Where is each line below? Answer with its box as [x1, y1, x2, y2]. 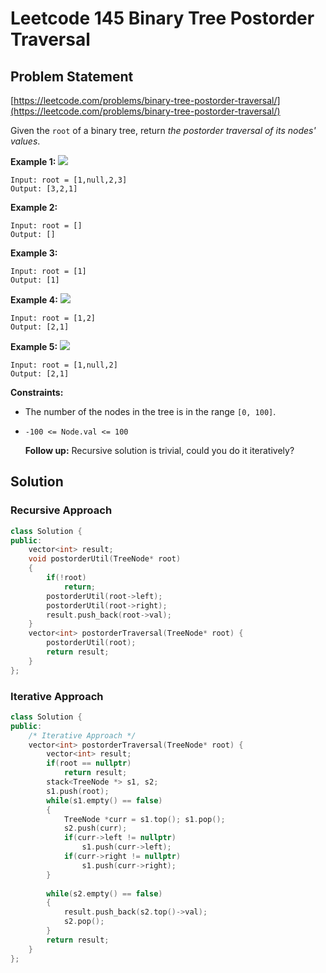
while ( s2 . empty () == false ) [46, 888, 163, 899]
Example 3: [10, 247, 58, 259]
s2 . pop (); [63, 917, 105, 927]
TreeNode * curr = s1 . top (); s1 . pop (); [63, 814, 226, 824]
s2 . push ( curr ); [63, 823, 128, 834]
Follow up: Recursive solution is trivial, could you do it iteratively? [24, 445, 295, 456]
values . [10, 135, 41, 147]
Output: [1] [10, 275, 60, 285]
